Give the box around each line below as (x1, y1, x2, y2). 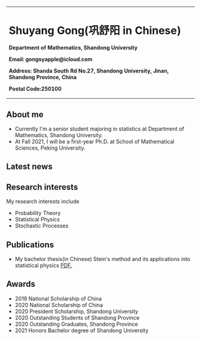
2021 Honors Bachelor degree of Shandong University (14, 327, 148, 334)
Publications (6, 239, 54, 250)
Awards (6, 279, 36, 289)
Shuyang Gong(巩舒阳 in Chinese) (8, 23, 181, 37)
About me (6, 109, 44, 120)
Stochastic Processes (14, 222, 69, 229)
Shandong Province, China (8, 73, 77, 81)
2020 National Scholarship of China (14, 301, 103, 308)
